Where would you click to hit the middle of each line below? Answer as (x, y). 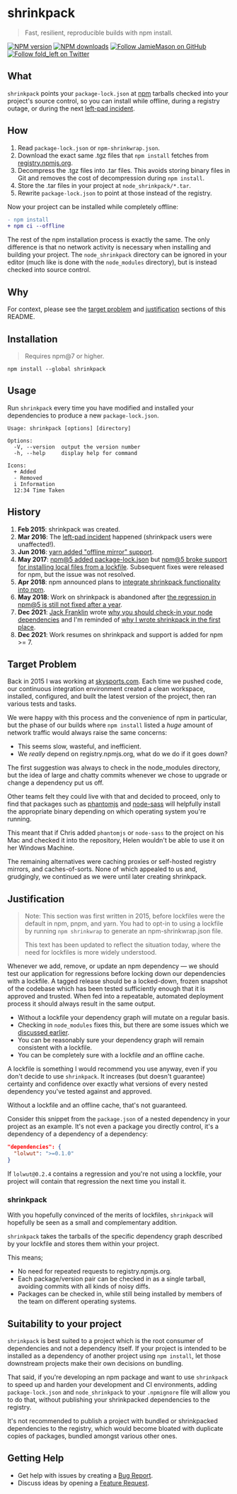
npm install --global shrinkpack (57, 369)
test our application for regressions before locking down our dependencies (116, 974)
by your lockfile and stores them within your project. (83, 1244)
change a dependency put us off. (56, 783)
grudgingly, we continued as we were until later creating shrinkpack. (107, 877)
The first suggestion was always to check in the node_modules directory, (114, 768)
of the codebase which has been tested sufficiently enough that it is (106, 989)
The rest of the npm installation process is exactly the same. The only (109, 240)
